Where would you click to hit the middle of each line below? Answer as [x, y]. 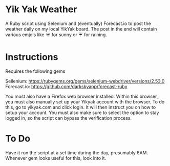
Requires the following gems [35, 71]
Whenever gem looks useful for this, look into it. [56, 158]
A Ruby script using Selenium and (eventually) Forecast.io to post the [78, 23]
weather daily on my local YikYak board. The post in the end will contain [81, 29]
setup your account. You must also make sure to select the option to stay [82, 113]
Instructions [32, 57]
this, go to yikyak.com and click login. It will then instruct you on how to [81, 107]
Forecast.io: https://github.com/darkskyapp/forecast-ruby [66, 86]
